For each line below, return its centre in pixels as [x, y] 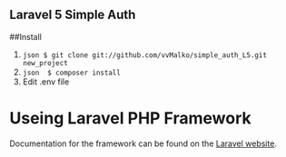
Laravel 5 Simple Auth [73, 15]
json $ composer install [71, 73]
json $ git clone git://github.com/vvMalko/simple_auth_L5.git [145, 55]
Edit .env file [46, 82]
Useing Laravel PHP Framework [130, 118]
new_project [45, 63]
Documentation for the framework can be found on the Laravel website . [143, 143]
